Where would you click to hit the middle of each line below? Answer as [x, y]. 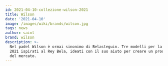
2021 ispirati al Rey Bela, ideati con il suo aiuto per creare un [81, 51]
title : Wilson [20, 14]
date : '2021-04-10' [25, 19]
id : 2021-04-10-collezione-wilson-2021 [47, 10]
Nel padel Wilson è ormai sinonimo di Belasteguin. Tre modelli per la [86, 47]
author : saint [20, 33]
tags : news [16, 28]
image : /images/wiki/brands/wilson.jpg [47, 24]
